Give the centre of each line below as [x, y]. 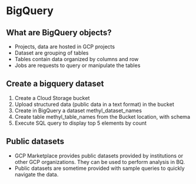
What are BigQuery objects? [59, 33]
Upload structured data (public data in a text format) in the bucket [94, 104]
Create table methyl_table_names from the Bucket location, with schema [102, 116]
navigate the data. [36, 174]
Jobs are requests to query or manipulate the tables [77, 65]
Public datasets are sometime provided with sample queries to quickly [99, 168]
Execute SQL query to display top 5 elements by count [81, 123]
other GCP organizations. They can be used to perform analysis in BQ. [100, 162]
